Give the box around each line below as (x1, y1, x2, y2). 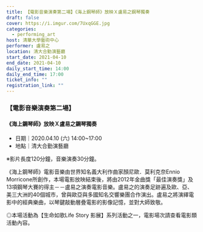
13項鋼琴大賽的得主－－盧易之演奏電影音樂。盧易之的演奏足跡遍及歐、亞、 (6, 183, 193, 191)
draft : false (6, 15, 40, 21)
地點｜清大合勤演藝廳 (15, 142, 69, 150)
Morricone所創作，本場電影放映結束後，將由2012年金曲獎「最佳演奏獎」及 (6, 176, 193, 183)
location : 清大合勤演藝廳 (6, 49, 66, 55)
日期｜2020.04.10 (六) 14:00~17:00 (15, 135, 102, 142)
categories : (6, 26, 36, 32)
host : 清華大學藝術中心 (6, 37, 60, 43)
